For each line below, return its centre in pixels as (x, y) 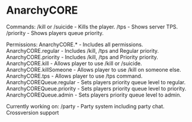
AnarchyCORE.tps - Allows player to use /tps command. (74, 76)
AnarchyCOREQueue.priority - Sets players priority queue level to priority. (96, 88)
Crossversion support (33, 113)
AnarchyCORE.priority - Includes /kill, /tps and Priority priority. (82, 57)
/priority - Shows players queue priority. (55, 33)
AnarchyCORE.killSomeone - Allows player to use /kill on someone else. (94, 69)
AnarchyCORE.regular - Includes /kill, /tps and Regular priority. (82, 50)
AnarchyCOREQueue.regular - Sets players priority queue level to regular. (96, 82)
